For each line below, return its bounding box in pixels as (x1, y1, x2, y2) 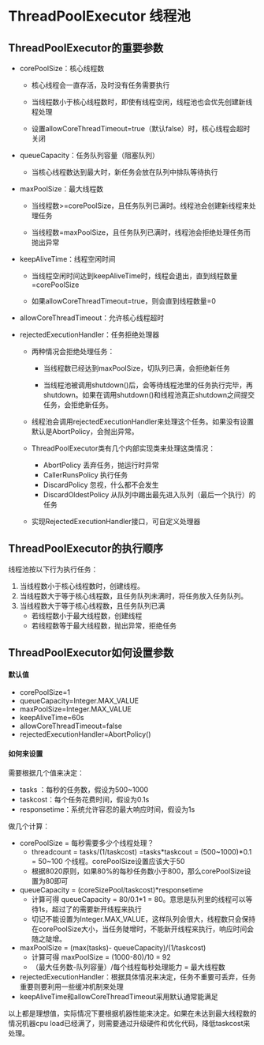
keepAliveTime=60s (19, 713, 84, 722)
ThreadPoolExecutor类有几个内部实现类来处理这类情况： (31, 443, 216, 453)
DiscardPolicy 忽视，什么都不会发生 (43, 480, 159, 489)
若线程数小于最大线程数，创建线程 (31, 610, 143, 621)
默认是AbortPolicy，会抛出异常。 (31, 427, 139, 436)
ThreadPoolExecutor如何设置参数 (8, 646, 174, 660)
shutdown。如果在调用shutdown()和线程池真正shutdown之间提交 (43, 390, 255, 399)
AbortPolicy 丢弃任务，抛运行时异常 (43, 460, 159, 470)
